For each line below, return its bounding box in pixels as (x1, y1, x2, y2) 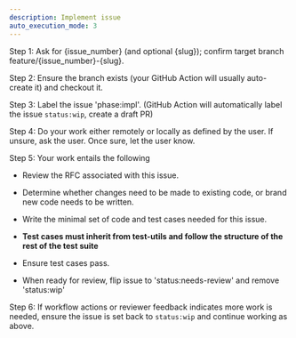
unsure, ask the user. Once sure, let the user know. (9, 135, 196, 146)
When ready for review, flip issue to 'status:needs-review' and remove (21, 275, 280, 286)
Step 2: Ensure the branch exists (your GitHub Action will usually (9, 72, 245, 83)
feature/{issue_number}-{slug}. (9, 55, 124, 66)
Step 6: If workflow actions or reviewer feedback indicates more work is (9, 302, 273, 312)
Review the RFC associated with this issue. (21, 170, 180, 181)
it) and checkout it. (34, 82, 104, 93)
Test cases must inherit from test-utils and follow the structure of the (21, 230, 284, 241)
